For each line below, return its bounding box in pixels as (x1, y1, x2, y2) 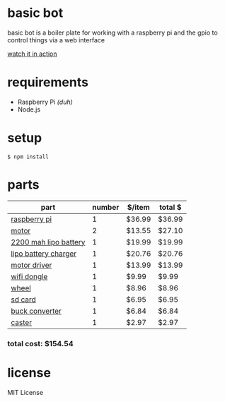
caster (11, 317, 33, 327)
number (91, 202, 120, 212)
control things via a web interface (7, 35, 105, 44)
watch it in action (7, 49, 57, 58)
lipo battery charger (11, 249, 77, 259)
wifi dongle (11, 271, 48, 281)
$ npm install (7, 153, 50, 160)
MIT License (7, 388, 44, 396)
